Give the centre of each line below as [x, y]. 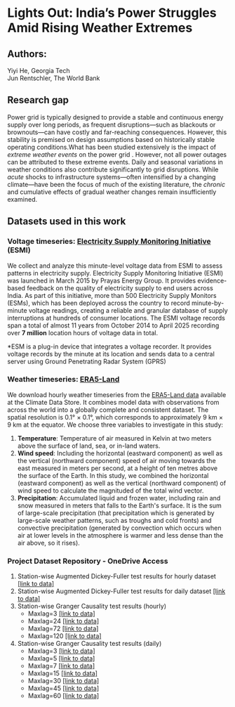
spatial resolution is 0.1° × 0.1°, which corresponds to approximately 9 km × [115, 417]
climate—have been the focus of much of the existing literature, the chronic [116, 184]
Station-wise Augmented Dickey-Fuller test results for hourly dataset [116, 576]
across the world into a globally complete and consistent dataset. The [108, 410]
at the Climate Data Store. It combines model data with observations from [113, 402]
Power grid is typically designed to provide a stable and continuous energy [115, 117]
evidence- [212, 280]
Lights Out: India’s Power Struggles [112, 13]
